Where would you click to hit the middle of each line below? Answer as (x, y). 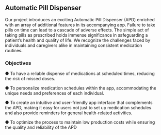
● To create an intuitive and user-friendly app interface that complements (79, 103)
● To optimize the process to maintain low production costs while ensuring (80, 122)
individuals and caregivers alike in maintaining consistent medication (73, 45)
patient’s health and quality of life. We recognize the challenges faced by (78, 40)
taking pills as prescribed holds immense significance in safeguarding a (76, 35)
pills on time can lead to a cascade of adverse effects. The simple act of (77, 30)
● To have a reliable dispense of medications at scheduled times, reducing (80, 74)
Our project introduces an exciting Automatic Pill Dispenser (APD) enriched (80, 19)
